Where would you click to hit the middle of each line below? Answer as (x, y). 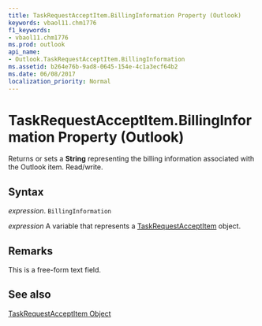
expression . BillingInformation (60, 211)
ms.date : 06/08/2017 (42, 74)
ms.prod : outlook (37, 45)
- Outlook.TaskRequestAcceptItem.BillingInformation (97, 60)
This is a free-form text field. (54, 270)
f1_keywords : (30, 30)
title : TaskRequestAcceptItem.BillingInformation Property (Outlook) (125, 15)
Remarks (31, 251)
